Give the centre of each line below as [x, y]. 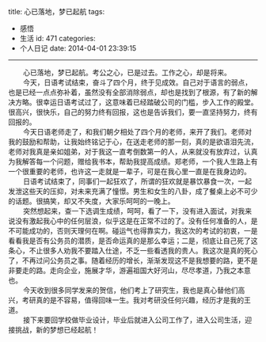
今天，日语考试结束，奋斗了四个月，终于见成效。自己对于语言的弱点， [137, 82]
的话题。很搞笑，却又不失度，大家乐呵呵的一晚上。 [91, 201]
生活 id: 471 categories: [58, 38]
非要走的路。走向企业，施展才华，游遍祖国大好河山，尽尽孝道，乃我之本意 [129, 270]
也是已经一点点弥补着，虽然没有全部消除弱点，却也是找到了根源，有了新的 [129, 92]
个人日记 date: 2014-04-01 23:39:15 [78, 48]
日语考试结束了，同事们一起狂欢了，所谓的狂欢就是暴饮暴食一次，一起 [137, 181]
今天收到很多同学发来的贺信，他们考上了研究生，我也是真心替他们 [131, 290]
